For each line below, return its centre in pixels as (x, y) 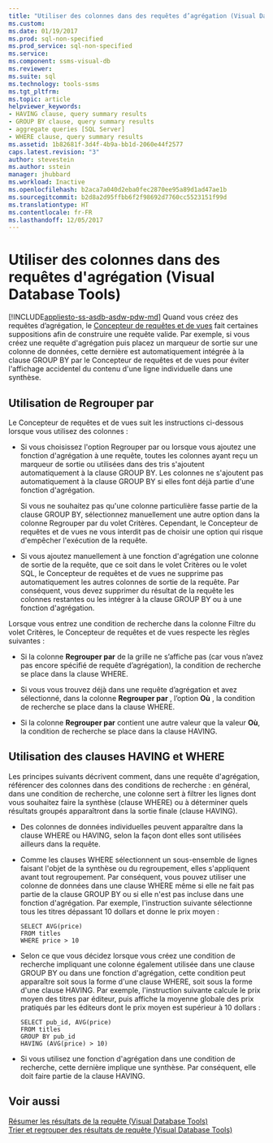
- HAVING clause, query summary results (78, 115)
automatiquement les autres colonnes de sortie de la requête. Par (130, 582)
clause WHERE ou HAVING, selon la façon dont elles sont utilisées (130, 835)
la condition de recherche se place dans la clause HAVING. (119, 731)
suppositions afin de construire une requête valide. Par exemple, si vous (129, 335)
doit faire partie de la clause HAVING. (82, 1076)
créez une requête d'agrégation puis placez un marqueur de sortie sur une (133, 343)
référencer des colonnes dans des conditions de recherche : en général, (129, 785)
